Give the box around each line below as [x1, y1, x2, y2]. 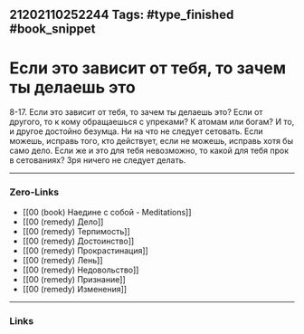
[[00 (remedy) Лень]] [22, 254, 103, 265]
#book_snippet [9, 22, 97, 37]
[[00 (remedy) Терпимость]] [22, 225, 131, 236]
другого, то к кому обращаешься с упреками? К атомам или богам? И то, [9, 117, 295, 128]
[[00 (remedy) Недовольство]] [22, 264, 139, 275]
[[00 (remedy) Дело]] [22, 216, 104, 227]
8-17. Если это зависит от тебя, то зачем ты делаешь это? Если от [9, 107, 263, 118]
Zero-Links [9, 186, 60, 198]
